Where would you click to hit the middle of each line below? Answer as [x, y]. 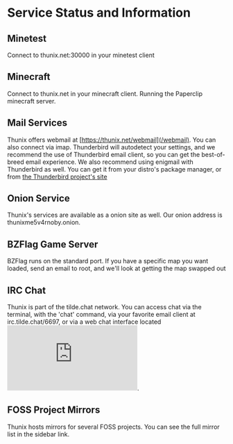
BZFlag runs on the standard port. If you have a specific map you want [108, 261]
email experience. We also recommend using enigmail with [110, 162]
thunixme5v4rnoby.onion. [44, 222]
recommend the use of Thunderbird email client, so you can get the [104, 154]
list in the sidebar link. [38, 434]
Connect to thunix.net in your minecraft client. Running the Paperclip [105, 93]
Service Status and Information [99, 13]
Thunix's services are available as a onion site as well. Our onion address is [115, 215]
